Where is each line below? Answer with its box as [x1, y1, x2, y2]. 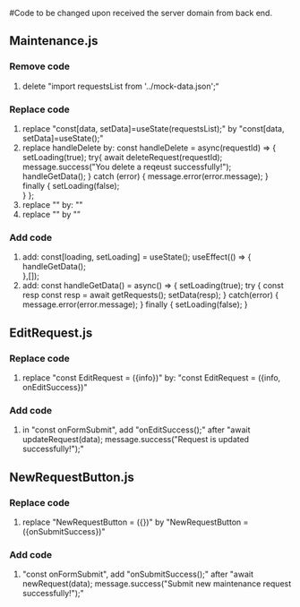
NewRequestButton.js [9, 469, 134, 484]
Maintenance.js [9, 33, 99, 48]
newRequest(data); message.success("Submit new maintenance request [21, 578, 292, 589]
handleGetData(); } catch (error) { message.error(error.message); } [21, 170, 269, 182]
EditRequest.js [9, 325, 93, 340]
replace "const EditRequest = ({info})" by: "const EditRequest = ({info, [21, 372, 281, 383]
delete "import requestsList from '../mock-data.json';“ [21, 81, 219, 91]
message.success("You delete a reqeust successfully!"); [21, 161, 232, 172]
